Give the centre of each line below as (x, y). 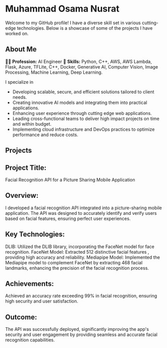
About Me (21, 49)
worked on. (17, 33)
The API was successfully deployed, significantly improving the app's (77, 329)
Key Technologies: (35, 234)
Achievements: (30, 284)
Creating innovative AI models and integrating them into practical (80, 102)
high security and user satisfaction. (42, 301)
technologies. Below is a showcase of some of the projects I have (85, 28)
